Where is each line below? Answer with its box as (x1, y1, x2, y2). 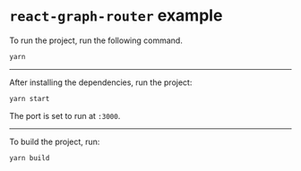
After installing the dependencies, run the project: (9, 77, 193, 88)
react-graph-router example (9, 5, 223, 26)
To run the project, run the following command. (9, 35, 184, 46)
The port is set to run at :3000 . (9, 110, 121, 121)
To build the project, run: (9, 136, 100, 147)
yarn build (9, 153, 50, 162)
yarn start (9, 94, 50, 103)
